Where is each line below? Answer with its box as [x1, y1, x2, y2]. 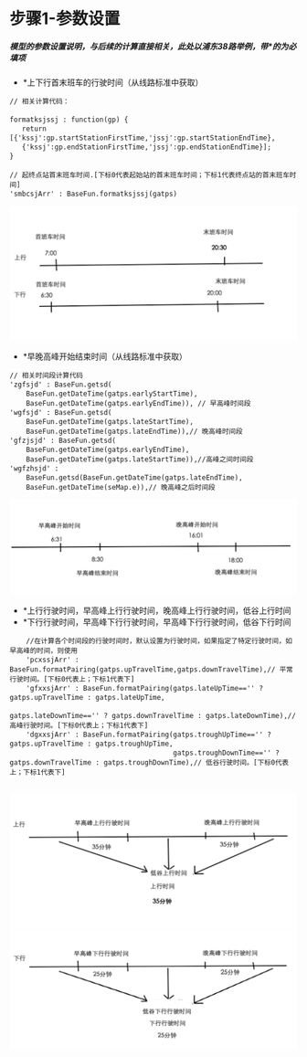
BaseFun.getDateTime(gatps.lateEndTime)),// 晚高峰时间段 [26, 427, 243, 437]
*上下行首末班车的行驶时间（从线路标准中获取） [22, 77, 204, 88]
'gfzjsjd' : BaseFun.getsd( [9, 436, 117, 446]
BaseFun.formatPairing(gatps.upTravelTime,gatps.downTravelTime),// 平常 [9, 664, 294, 674]
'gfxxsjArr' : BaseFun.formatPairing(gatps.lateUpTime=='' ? [26, 683, 263, 692]
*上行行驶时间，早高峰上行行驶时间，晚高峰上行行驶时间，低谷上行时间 [22, 605, 291, 616]
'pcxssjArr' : [26, 655, 79, 664]
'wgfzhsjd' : [9, 464, 59, 473]
